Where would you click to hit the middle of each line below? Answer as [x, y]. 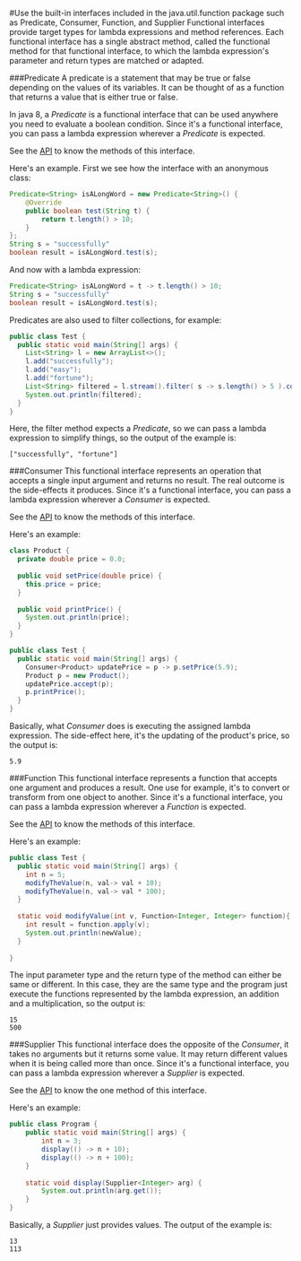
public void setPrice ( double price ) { [90, 576]
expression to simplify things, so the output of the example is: [123, 438]
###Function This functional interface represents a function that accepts [143, 778]
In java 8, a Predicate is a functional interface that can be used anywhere [144, 114]
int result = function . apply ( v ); [88, 925]
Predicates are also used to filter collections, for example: [116, 320]
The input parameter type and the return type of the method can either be [146, 975]
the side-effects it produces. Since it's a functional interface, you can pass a [150, 490]
